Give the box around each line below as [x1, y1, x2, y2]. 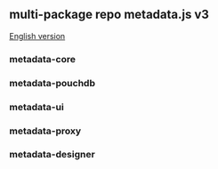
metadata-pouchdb [9, 76, 96, 89]
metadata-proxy [9, 125, 82, 137]
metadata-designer [9, 149, 95, 161]
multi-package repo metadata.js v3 [9, 7, 209, 22]
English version [9, 30, 66, 41]
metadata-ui [9, 101, 64, 113]
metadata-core [9, 52, 76, 65]
